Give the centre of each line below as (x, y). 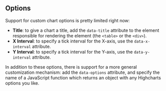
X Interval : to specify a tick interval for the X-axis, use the (73, 41)
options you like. (22, 83)
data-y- (142, 52)
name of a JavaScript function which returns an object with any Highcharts (83, 77)
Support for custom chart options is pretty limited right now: (68, 20)
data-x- (142, 41)
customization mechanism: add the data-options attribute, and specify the (82, 72)
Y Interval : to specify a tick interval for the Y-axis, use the (73, 52)
